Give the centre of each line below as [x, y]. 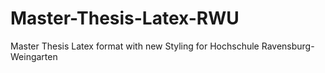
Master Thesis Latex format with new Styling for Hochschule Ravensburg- [162, 46]
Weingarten [34, 56]
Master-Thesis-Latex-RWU [125, 18]
